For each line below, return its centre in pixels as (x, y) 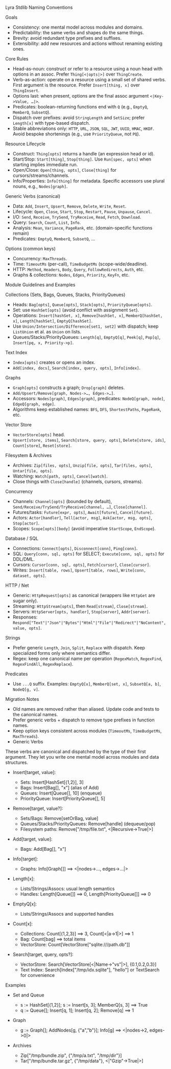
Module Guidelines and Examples (40, 285)
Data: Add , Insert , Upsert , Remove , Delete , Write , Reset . (69, 206)
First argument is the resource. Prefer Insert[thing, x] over (76, 85)
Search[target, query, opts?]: (43, 954)
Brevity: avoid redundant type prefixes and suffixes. (67, 38)
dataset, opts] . (30, 575)
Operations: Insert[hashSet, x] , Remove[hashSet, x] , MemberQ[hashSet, (88, 315)
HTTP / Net (17, 585)
